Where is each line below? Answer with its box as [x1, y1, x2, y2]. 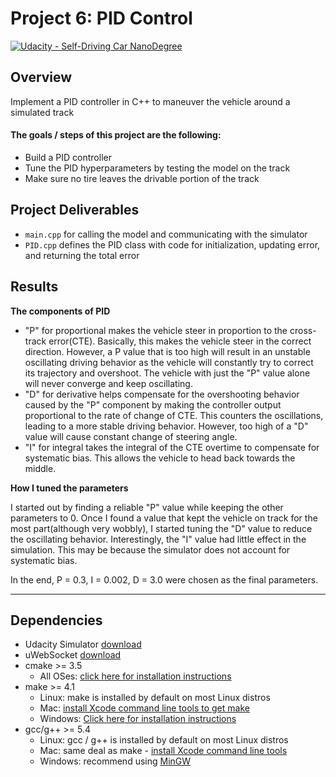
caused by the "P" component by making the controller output [24, 398, 282, 411]
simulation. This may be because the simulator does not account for [10, 543, 291, 556]
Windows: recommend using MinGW [39, 755, 192, 767]
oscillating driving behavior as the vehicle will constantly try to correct [24, 356, 314, 368]
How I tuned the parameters [10, 482, 129, 494]
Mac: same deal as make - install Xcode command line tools [39, 745, 288, 757]
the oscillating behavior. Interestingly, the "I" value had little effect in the [10, 533, 307, 545]
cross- [289, 324, 317, 336]
